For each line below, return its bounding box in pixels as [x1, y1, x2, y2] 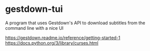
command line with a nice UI [5, 25, 64, 31]
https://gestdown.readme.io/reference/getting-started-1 [5, 35, 120, 41]
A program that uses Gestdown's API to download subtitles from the [5, 20, 145, 26]
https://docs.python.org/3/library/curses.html [5, 40, 98, 46]
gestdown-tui [5, 3, 63, 15]
